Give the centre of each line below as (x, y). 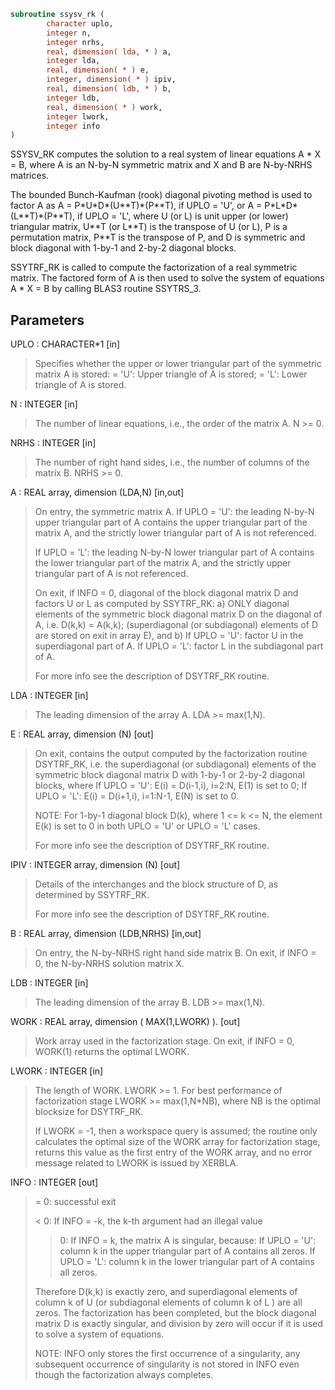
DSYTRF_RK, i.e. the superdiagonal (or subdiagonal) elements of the (175, 764)
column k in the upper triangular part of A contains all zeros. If (187, 1251)
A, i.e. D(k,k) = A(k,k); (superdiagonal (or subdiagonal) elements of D (176, 625)
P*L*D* (281, 206)
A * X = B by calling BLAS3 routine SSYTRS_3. (106, 289)
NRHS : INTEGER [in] (53, 443)
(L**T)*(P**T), (43, 216)
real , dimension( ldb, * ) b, (109, 89)
